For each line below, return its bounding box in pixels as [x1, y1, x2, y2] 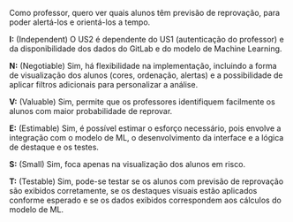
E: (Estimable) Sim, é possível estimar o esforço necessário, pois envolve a [9, 123, 282, 134]
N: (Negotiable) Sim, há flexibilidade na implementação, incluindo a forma [9, 61, 277, 71]
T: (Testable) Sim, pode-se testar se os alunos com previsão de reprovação [9, 176, 284, 187]
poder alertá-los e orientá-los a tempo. [9, 17, 151, 27]
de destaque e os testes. [9, 142, 100, 152]
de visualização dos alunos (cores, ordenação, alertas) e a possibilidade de [9, 70, 284, 80]
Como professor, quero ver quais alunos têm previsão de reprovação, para [9, 8, 281, 18]
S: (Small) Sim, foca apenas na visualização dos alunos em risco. [9, 159, 245, 169]
